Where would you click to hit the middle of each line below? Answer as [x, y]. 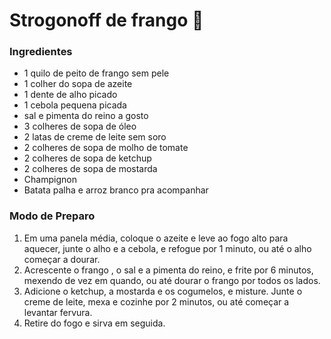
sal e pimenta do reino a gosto [86, 116]
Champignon [50, 180]
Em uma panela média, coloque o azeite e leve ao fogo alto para [156, 238]
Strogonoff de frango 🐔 [106, 20]
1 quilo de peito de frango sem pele [96, 73]
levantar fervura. [58, 312]
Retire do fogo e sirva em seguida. [94, 323]
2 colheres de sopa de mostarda [90, 169]
